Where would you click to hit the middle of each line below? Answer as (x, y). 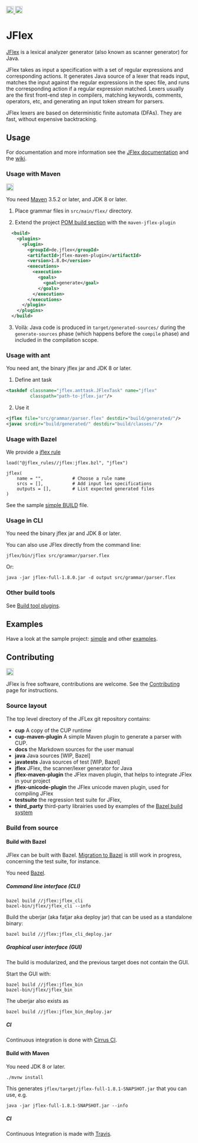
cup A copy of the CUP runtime (53, 730)
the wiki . (16, 158)
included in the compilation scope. (56, 340)
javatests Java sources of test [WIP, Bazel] (67, 762)
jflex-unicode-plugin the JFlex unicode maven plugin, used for (92, 787)
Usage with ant (28, 355)
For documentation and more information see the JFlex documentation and (98, 152)
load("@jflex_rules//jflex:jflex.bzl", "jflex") (67, 463)
